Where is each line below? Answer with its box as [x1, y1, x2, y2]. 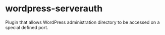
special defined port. [5, 24, 49, 30]
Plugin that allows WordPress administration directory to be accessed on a [5, 19, 160, 25]
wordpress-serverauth [5, 3, 103, 14]
